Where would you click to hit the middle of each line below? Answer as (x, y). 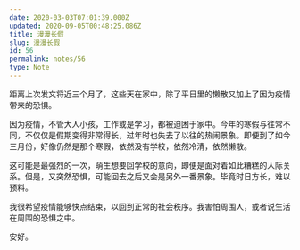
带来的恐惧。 (33, 104)
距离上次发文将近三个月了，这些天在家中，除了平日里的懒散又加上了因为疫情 (150, 94)
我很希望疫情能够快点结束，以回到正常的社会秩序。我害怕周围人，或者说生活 (150, 206)
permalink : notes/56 (48, 59)
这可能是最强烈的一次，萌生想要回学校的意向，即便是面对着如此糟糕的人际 (146, 165)
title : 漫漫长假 (37, 34)
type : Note (29, 68)
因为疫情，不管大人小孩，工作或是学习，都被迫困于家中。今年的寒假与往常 (146, 124)
